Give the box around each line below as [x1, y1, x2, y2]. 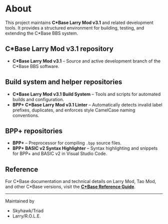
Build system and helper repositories [5, 78, 122, 86]
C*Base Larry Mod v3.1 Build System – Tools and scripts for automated [12, 91, 161, 97]
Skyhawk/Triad [12, 208, 44, 214]
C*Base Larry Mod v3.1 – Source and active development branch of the [12, 58, 161, 64]
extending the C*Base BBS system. [5, 30, 78, 36]
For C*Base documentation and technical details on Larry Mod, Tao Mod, [5, 178, 156, 184]
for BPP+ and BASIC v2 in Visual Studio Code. [12, 150, 107, 156]
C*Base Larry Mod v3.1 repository [5, 44, 113, 53]
